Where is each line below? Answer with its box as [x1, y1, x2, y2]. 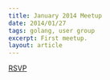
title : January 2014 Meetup [8, 11, 103, 20]
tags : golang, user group [8, 26, 95, 34]
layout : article [8, 42, 63, 50]
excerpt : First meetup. [8, 34, 88, 42]
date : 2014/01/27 [8, 19, 67, 27]
